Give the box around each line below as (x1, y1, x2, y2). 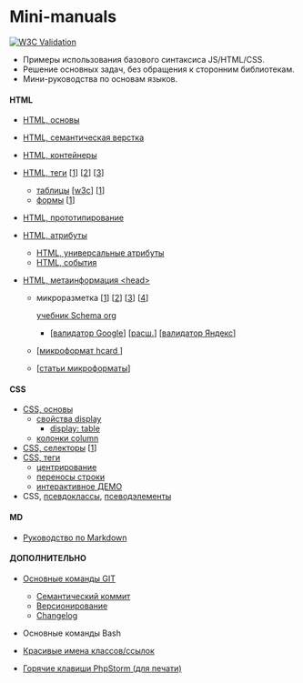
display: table (49, 423, 100, 434)
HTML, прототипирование (22, 212, 125, 224)
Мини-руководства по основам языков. (22, 73, 178, 84)
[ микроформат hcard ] (35, 346, 123, 357)
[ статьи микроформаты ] (35, 363, 131, 374)
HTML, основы (22, 115, 80, 126)
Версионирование (35, 600, 108, 611)
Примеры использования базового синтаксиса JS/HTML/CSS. (22, 54, 266, 65)
